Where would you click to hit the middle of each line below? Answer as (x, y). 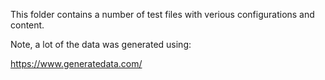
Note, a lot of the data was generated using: (101, 44)
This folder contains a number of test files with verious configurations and (162, 14)
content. (27, 25)
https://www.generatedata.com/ (76, 63)
